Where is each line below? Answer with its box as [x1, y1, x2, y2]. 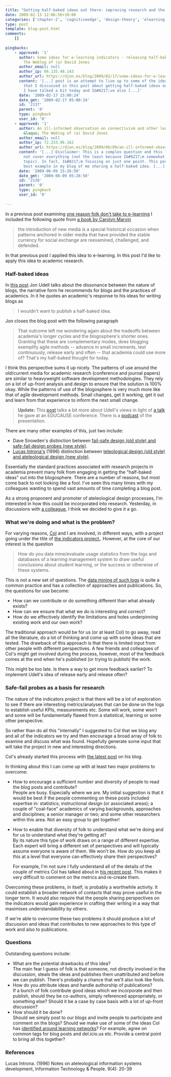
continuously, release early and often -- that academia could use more [17, 349, 166, 355]
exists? [12, 603, 28, 609]
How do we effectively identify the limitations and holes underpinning [12, 614, 158, 620]
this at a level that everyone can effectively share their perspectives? [12, 853, 157, 860]
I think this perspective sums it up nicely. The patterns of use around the [5, 365, 157, 371]
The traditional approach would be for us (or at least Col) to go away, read [5, 629, 161, 636]
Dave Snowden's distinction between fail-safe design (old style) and [12, 437, 156, 444]
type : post [5, 21, 28, 27]
